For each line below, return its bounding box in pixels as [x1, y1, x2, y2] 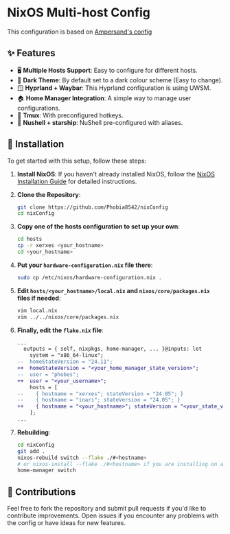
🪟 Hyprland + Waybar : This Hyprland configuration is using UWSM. [16, 84, 211, 92]
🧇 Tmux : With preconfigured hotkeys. [16, 111, 124, 119]
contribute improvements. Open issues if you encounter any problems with [7, 511, 218, 520]
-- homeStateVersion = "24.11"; [16, 358, 113, 365]
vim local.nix [16, 307, 58, 314]
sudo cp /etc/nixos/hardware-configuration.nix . [16, 274, 163, 281]
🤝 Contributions [7, 486, 76, 498]
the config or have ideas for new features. [7, 519, 126, 527]
